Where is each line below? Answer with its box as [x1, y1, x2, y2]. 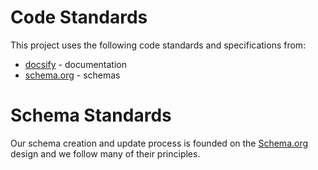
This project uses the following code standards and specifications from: [10, 39, 307, 51]
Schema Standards [10, 104, 172, 127]
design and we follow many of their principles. [10, 147, 201, 160]
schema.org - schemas [24, 69, 121, 81]
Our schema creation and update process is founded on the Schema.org [10, 137, 309, 149]
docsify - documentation [24, 58, 127, 70]
